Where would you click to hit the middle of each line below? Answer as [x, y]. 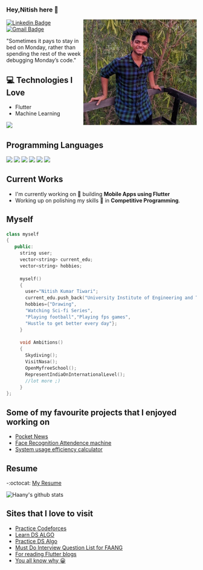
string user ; [36, 254]
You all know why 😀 [40, 560]
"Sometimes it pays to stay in [43, 41]
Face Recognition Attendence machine [63, 443]
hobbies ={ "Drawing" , [51, 304]
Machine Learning [37, 114]
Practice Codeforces [41, 528]
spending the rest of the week [43, 54]
